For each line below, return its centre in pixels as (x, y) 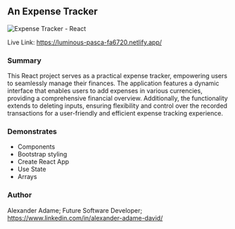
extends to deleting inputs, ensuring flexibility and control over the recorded (117, 106)
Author (20, 195)
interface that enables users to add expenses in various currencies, (105, 91)
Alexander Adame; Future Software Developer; (75, 210)
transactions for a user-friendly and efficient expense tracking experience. (115, 113)
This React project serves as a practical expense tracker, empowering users (117, 76)
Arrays (27, 177)
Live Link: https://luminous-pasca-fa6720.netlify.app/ (85, 42)
